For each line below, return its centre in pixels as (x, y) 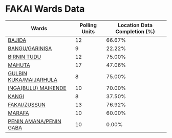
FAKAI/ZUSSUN (27, 104)
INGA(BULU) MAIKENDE (37, 88)
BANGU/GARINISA (30, 48)
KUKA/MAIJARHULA (33, 80)
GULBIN (17, 73)
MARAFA (18, 113)
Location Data (135, 25)
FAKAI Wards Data (45, 9)
